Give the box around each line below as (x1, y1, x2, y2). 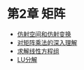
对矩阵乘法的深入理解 (16, 38, 77, 46)
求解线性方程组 (16, 47, 59, 55)
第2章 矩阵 (7, 6, 66, 22)
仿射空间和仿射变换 (16, 30, 72, 38)
